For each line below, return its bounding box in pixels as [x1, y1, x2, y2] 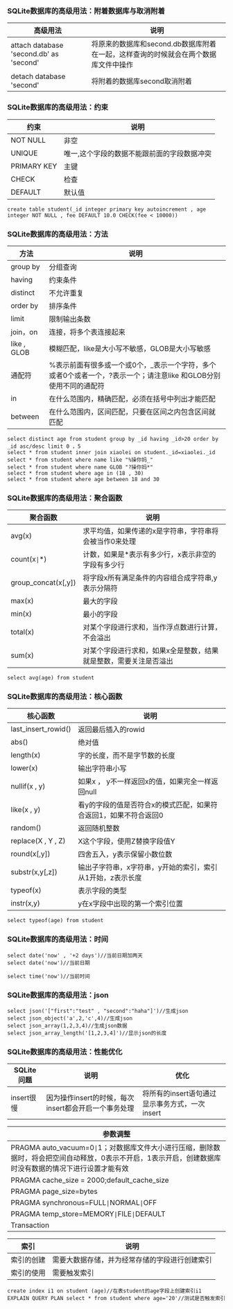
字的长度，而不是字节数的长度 [78, 751, 175, 761]
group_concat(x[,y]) [10, 578, 76, 587]
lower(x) [10, 763, 38, 773]
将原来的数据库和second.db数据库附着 [91, 40, 216, 49]
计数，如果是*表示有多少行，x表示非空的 [83, 550, 216, 560]
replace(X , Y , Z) [10, 836, 66, 846]
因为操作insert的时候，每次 [46, 1093, 135, 1103]
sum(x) [10, 650, 35, 660]
